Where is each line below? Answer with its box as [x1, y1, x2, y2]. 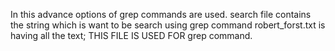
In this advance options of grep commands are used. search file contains [10, 9, 312, 20]
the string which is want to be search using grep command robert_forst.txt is [10, 19, 326, 31]
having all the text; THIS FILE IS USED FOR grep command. [10, 30, 253, 41]
